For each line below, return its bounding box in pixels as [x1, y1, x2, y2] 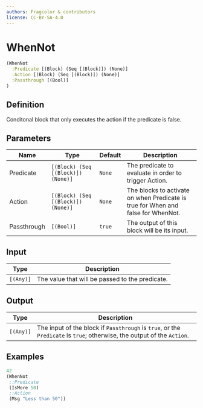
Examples [6, 352, 44, 362]
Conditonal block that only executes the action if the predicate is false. [6, 115, 182, 123]
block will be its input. [126, 226, 188, 235]
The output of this [126, 219, 178, 227]
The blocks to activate [126, 186, 190, 195]
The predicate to [126, 161, 174, 170]
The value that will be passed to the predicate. [37, 275, 168, 283]
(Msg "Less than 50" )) [8, 396, 66, 402]
